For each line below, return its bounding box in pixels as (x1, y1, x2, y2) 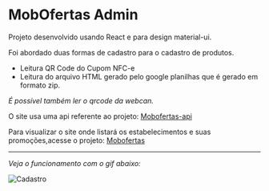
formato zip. (19, 80, 61, 90)
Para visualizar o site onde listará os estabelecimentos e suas (8, 127, 211, 136)
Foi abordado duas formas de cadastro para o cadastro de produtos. (8, 47, 235, 57)
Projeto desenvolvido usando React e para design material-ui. (8, 32, 212, 42)
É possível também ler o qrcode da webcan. (8, 95, 155, 105)
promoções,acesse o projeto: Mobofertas (8, 135, 146, 145)
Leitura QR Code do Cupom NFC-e (19, 63, 135, 73)
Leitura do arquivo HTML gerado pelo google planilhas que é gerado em (19, 71, 259, 81)
